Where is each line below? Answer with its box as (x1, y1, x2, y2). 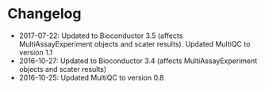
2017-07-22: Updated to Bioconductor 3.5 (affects (18, 31, 183, 40)
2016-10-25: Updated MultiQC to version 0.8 (18, 73, 164, 82)
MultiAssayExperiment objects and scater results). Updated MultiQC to (18, 39, 251, 48)
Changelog (7, 5, 82, 23)
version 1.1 (18, 47, 53, 57)
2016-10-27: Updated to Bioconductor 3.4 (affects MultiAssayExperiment (18, 56, 258, 66)
